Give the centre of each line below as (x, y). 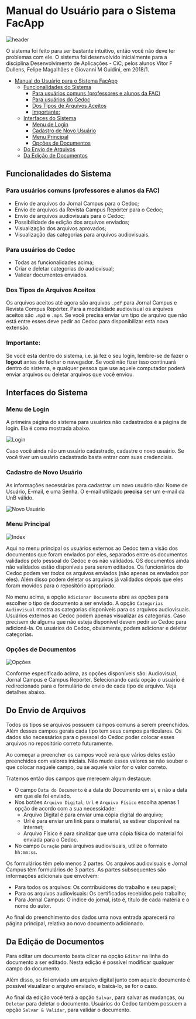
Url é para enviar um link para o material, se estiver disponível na (102, 820)
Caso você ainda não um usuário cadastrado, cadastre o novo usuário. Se (95, 451)
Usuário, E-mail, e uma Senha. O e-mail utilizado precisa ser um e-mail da (96, 491)
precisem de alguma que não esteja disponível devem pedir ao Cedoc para (97, 621)
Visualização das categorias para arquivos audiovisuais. (82, 234)
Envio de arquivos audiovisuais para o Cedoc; (70, 216)
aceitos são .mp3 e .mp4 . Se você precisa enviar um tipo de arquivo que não (97, 315)
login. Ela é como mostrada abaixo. (48, 428)
